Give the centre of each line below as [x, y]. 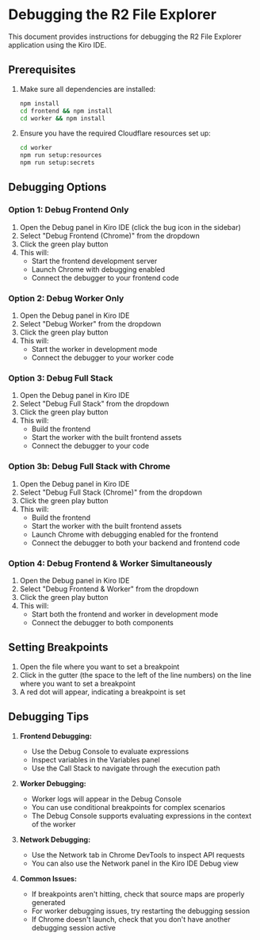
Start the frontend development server [94, 261]
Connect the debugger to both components [103, 622]
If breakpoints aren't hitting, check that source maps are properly [138, 894]
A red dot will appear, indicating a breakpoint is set [103, 692]
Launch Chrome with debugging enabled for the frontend [125, 534]
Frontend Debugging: [56, 736]
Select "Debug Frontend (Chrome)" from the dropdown [109, 235]
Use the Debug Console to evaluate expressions [110, 751]
